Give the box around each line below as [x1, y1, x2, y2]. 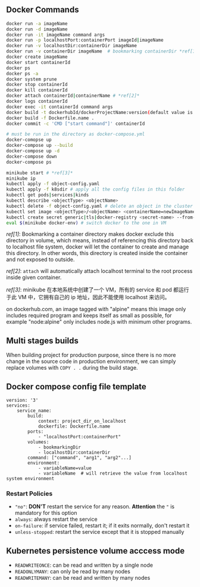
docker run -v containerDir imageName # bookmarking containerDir [6, 48, 177, 54]
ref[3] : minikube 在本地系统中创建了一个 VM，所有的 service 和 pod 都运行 [6, 286, 189, 293]
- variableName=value [37, 465, 92, 471]
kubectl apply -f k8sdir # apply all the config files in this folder [6, 186, 185, 193]
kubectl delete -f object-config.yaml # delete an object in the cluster [6, 203, 193, 209]
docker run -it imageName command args [6, 32, 105, 38]
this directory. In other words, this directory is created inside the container [6, 250, 188, 257]
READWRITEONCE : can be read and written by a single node [14, 561, 154, 569]
